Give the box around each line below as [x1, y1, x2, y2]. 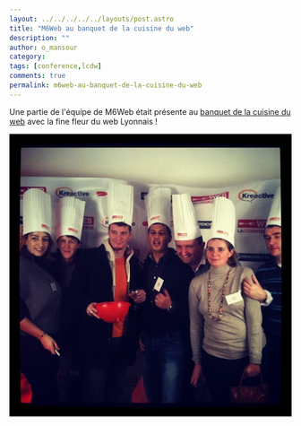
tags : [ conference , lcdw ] [9, 62, 102, 71]
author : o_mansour [9, 43, 78, 52]
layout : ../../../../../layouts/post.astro [9, 14, 175, 23]
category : [9, 52, 47, 62]
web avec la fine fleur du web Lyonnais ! [9, 116, 159, 126]
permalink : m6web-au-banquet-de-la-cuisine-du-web [9, 81, 202, 90]
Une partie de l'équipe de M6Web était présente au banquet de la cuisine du [9, 106, 291, 117]
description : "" [9, 33, 70, 42]
